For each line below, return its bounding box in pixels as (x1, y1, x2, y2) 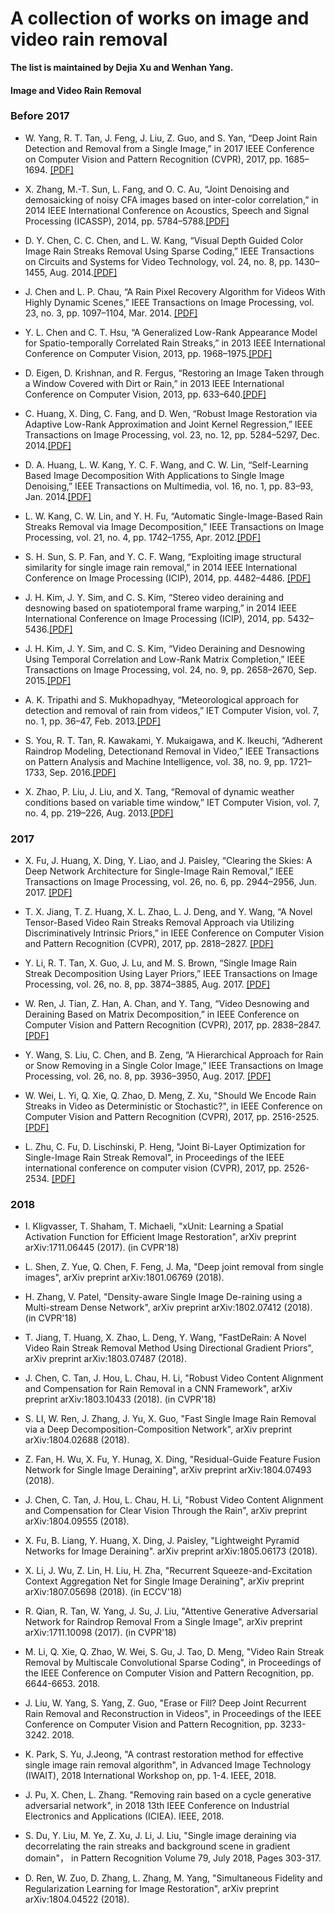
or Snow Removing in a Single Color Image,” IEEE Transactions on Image (24, 1060, 324, 1072)
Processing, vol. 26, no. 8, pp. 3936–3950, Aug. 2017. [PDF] (24, 1070, 272, 1082)
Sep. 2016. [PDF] (49, 766, 117, 778)
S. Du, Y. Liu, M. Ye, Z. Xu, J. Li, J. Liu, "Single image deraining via (24, 1830, 297, 1842)
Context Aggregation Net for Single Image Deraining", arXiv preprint (24, 1575, 305, 1587)
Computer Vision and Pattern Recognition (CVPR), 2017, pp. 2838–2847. (24, 1019, 322, 1031)
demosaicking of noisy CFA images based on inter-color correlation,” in (24, 193, 319, 206)
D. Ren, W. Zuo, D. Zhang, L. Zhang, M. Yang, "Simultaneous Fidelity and (24, 1872, 323, 1884)
